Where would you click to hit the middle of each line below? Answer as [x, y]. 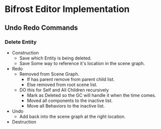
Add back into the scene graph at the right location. [72, 116]
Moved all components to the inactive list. [70, 100]
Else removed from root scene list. [62, 84]
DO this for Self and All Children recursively [64, 90]
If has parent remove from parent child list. [71, 79]
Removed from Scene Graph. [49, 74]
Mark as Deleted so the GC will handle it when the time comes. [91, 95]
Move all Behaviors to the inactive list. [66, 105]
